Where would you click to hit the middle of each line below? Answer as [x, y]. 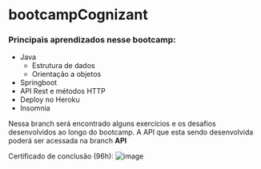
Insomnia [35, 108]
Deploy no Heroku [50, 100]
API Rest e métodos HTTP [63, 91]
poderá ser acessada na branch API [68, 141]
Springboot [38, 82]
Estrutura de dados [63, 66]
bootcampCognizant [78, 15]
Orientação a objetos [66, 74]
